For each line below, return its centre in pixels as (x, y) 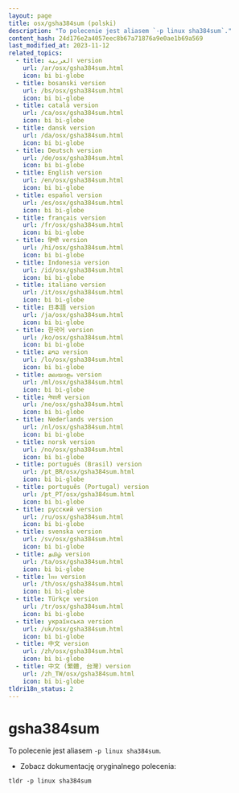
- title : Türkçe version (57, 599)
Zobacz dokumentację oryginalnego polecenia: (98, 766)
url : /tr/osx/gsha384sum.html (74, 606)
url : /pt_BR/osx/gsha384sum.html (79, 472)
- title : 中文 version (52, 644)
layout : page (30, 16)
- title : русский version (59, 509)
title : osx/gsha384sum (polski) (62, 23)
